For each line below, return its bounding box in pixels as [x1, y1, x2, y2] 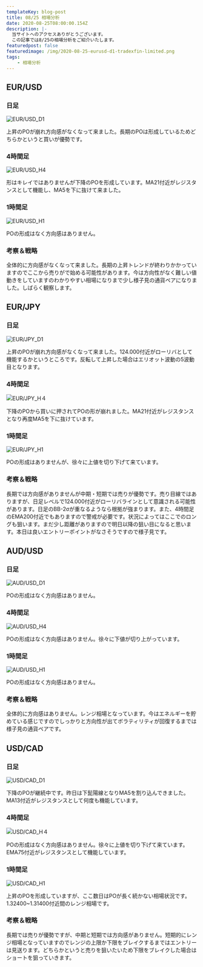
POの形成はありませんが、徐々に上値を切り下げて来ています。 [6, 458, 162, 466]
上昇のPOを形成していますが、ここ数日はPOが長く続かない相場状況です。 [6, 892, 191, 899]
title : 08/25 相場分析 [6, 15, 60, 21]
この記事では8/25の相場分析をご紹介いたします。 [12, 37, 117, 43]
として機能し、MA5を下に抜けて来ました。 [16, 186, 124, 194]
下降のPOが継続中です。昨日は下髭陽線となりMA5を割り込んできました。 [6, 789, 189, 796]
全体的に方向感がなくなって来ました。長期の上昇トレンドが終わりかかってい [6, 261, 197, 269]
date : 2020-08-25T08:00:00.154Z [6, 20, 88, 26]
